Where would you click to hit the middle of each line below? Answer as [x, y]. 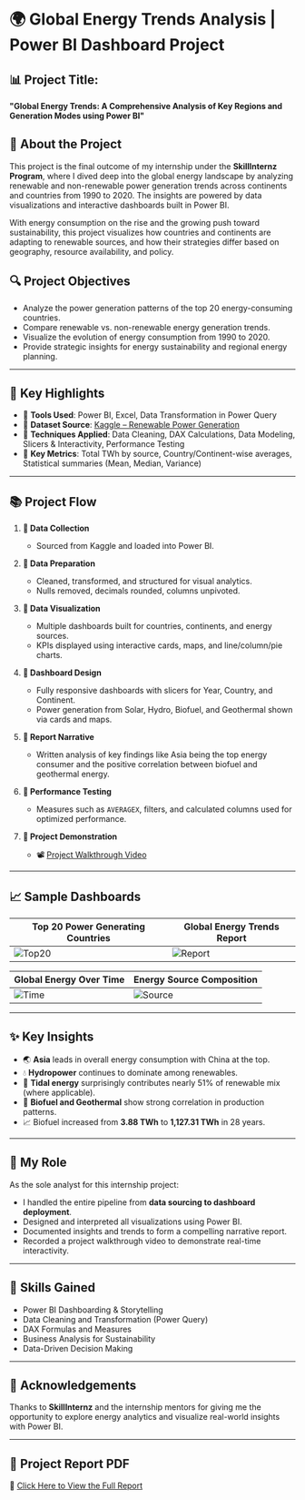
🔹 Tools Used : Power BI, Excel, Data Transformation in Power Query [149, 415]
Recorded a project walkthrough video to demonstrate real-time [142, 1241]
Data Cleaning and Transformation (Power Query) [115, 1319]
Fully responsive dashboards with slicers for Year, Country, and [154, 691]
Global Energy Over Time [69, 979]
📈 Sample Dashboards [75, 896]
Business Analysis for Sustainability [89, 1338]
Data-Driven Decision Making [78, 1348]
